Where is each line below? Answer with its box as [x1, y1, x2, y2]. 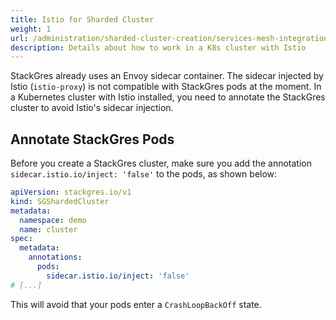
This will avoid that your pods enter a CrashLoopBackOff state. [10, 298, 262, 310]
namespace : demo [19, 215, 87, 225]
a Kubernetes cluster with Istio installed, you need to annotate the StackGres [10, 91, 326, 103]
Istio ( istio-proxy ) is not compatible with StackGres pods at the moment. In [10, 81, 322, 93]
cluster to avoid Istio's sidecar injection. [10, 102, 174, 114]
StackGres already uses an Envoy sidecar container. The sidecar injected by [10, 70, 324, 82]
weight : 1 [10, 24, 52, 34]
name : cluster [19, 224, 78, 235]
